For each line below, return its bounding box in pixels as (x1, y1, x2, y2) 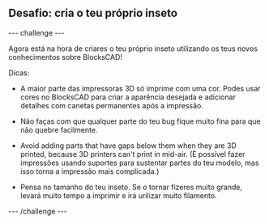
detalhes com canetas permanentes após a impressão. (19, 100, 204, 110)
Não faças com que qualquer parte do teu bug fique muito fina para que (19, 116, 261, 126)
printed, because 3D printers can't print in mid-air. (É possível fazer (19, 149, 246, 158)
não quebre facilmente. (19, 125, 98, 134)
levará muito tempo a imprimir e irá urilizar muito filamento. (19, 190, 217, 201)
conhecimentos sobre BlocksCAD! (8, 52, 123, 61)
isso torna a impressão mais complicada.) (19, 166, 160, 176)
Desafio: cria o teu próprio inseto (8, 6, 178, 20)
